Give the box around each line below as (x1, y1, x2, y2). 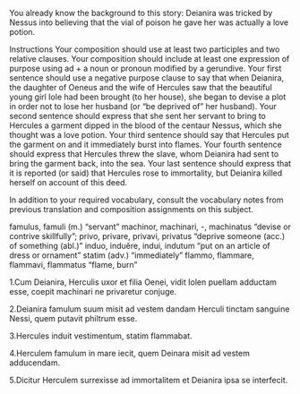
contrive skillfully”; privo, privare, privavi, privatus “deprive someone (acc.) (9, 231, 285, 241)
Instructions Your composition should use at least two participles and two (9, 44, 280, 55)
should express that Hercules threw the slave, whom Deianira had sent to (9, 149, 279, 159)
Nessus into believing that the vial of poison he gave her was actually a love (9, 17, 289, 28)
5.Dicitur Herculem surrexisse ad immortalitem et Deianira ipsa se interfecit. (9, 375, 288, 385)
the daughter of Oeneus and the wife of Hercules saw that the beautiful (9, 82, 273, 92)
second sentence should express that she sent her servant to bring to (9, 111, 267, 121)
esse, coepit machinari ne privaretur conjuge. (9, 287, 177, 296)
